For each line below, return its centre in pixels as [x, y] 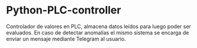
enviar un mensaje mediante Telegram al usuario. [66, 39]
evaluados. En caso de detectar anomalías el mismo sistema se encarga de [98, 32]
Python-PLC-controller [64, 10]
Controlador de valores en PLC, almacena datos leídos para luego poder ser [98, 26]
